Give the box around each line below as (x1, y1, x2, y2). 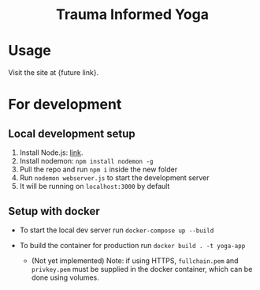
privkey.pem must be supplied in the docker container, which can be (31, 264, 253, 273)
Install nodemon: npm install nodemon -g (19, 156, 154, 166)
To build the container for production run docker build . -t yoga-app (19, 240, 246, 250)
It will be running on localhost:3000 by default (19, 182, 170, 191)
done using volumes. (31, 273, 100, 282)
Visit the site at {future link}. (8, 68, 99, 77)
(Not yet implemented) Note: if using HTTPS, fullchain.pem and (31, 255, 239, 266)
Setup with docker (8, 204, 100, 218)
